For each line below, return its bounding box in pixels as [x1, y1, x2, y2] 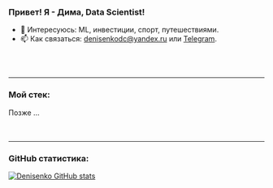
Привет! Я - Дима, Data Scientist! [8, 6, 145, 18]
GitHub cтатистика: [8, 152, 89, 164]
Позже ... [8, 108, 40, 117]
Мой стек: [8, 89, 50, 100]
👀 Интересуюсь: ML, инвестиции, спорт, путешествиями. [19, 25, 219, 35]
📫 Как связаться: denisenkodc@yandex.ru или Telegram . [19, 34, 218, 44]
